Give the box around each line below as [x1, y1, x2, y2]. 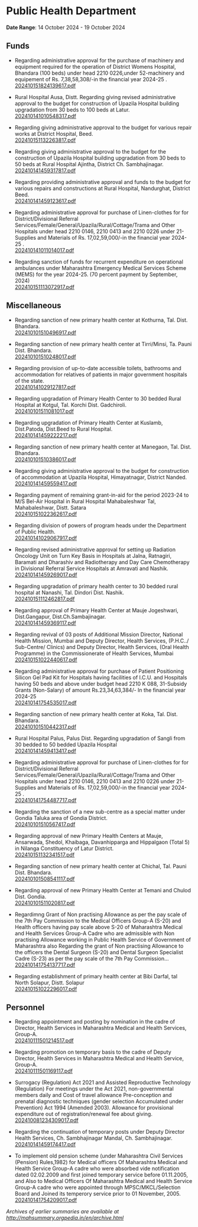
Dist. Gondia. [14, 893, 47, 900]
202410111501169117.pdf [14, 1067, 73, 1075]
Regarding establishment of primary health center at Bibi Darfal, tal [14, 972, 178, 980]
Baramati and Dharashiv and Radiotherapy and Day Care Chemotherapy [14, 558, 190, 565]
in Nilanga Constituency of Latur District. [14, 844, 114, 852]
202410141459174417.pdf [14, 1141, 76, 1148]
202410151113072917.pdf [14, 283, 75, 290]
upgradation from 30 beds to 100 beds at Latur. [14, 106, 130, 113]
